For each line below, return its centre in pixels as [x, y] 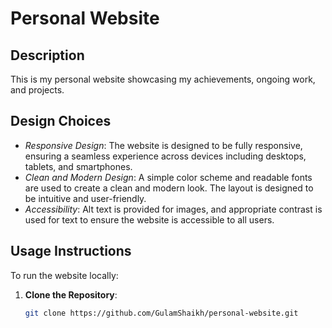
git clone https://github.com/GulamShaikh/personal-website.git [161, 313]
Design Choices [61, 121]
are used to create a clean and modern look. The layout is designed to [169, 188]
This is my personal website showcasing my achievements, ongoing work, [163, 79]
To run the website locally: [64, 275]
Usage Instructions [71, 251]
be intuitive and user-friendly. [85, 198]
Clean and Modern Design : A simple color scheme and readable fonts [168, 177]
